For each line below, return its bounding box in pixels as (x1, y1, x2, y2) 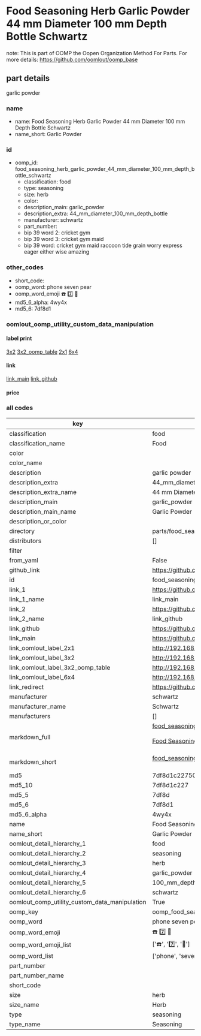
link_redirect (9, 682, 44, 691)
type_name (9, 1020, 41, 1028)
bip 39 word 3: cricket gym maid (23, 236, 104, 243)
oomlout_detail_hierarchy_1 (9, 839, 86, 848)
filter (9, 546, 23, 555)
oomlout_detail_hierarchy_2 (9, 849, 86, 857)
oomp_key (9, 907, 39, 915)
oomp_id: (14, 159, 38, 166)
